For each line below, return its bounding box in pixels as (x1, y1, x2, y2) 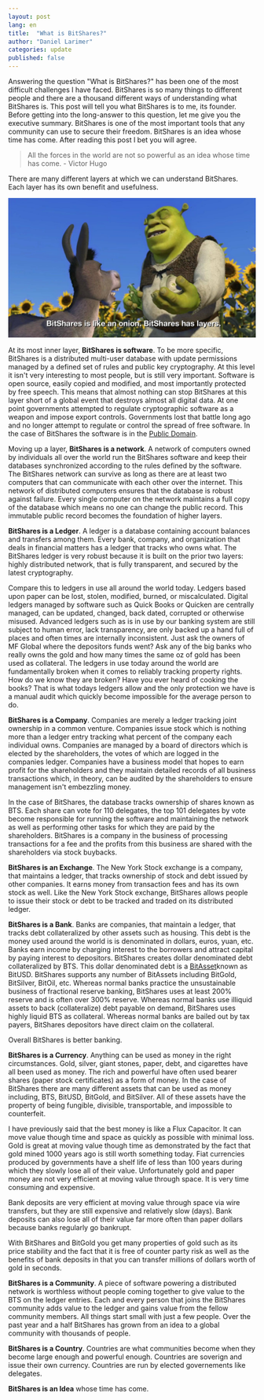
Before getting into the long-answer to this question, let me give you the (8, 110, 241, 119)
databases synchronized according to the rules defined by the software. (8, 461, 242, 470)
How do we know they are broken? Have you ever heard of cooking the (8, 674, 239, 684)
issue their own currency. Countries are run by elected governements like (8, 1360, 246, 1369)
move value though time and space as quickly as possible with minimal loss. (8, 1132, 255, 1141)
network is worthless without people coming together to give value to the (8, 1286, 245, 1296)
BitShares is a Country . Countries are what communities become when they (8, 1343, 255, 1353)
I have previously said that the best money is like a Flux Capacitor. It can (8, 1124, 242, 1134)
